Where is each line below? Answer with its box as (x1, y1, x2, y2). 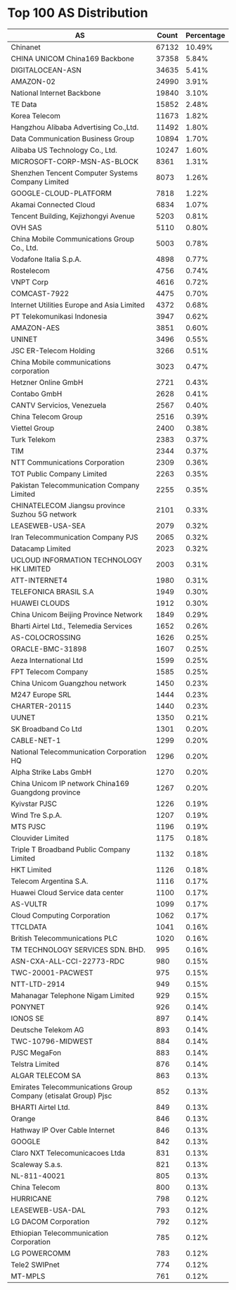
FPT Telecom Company (11, 666, 88, 676)
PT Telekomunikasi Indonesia (11, 311, 107, 321)
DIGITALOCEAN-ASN (11, 65, 82, 75)
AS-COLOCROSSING (11, 632, 81, 642)
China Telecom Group (11, 412, 83, 422)
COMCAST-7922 (11, 289, 69, 298)
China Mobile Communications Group (11, 234, 135, 244)
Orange (11, 1113, 36, 1123)
